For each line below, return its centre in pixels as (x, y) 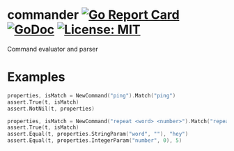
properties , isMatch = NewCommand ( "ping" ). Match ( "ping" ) (92, 95)
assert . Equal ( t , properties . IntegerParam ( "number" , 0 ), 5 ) (95, 141)
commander (43, 15)
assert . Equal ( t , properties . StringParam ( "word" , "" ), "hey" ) (98, 134)
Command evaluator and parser (53, 49)
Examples (36, 77)
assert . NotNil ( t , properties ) (51, 109)
